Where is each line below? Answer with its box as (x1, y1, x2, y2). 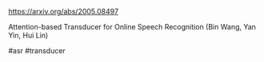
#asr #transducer (8, 46, 66, 55)
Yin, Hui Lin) (8, 31, 49, 40)
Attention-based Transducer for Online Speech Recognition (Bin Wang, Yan (8, 22, 256, 31)
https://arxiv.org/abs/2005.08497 (8, 7, 118, 16)
